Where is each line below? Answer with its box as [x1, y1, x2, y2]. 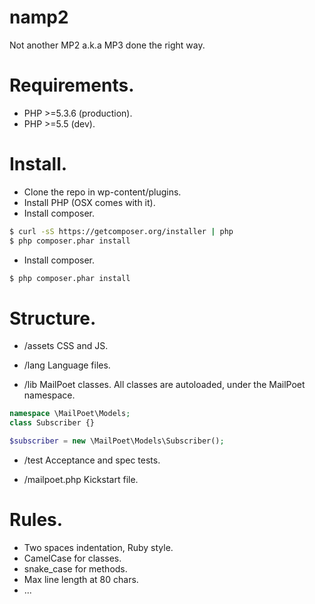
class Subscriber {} [9, 418, 96, 428]
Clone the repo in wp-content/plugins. [23, 186, 182, 198]
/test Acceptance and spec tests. [23, 454, 161, 466]
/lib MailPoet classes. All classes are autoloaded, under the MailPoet [23, 379, 306, 391]
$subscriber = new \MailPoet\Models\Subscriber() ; [9, 436, 225, 446]
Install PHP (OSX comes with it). [23, 196, 156, 208]
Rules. [9, 509, 64, 531]
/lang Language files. [23, 359, 111, 371]
